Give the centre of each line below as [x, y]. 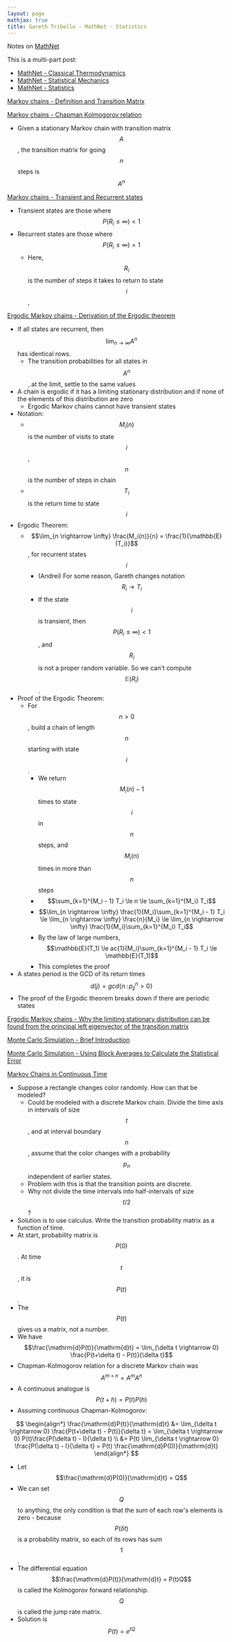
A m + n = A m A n [122, 1377]
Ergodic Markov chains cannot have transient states [102, 406]
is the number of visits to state [71, 437]
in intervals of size [54, 1110]
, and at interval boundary [64, 1132]
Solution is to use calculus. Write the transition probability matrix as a [116, 1221]
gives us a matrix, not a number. [63, 1330]
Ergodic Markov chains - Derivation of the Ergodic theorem [91, 316]
